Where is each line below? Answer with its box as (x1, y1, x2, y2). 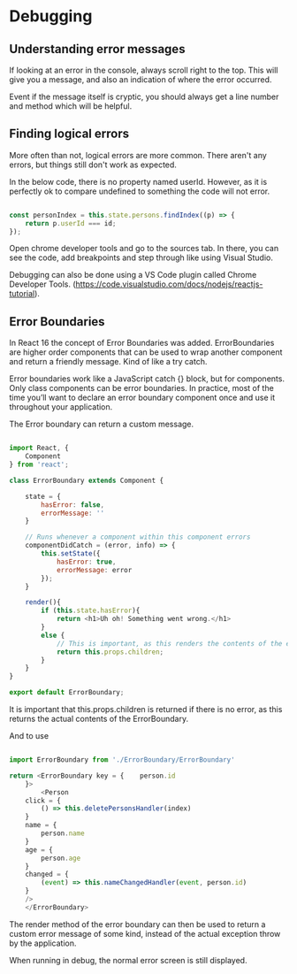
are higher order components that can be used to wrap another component (9, 347, 283, 357)
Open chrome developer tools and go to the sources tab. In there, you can (9, 243, 279, 254)
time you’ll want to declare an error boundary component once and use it (9, 392, 276, 403)
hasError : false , (41, 500, 104, 510)
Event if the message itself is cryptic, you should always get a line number (9, 91, 279, 102)
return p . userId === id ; (25, 219, 117, 227)
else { (41, 631, 65, 640)
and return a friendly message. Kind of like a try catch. (9, 357, 208, 367)
